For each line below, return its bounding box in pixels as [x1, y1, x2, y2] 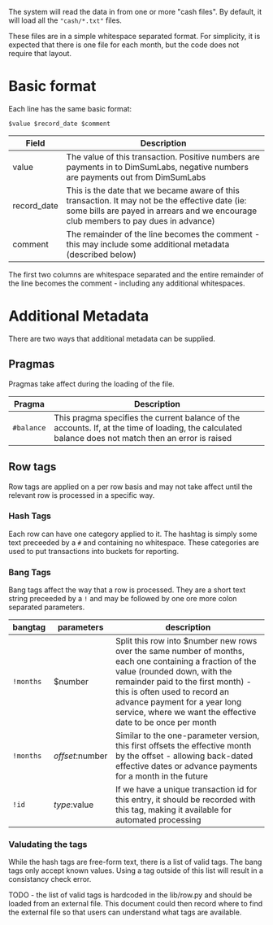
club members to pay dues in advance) [66, 215, 215, 226]
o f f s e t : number [53, 750, 108, 761]
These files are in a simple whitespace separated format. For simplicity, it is [8, 32, 261, 41]
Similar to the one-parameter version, [115, 730, 260, 741]
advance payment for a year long [115, 696, 242, 708]
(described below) [66, 248, 136, 260]
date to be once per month [115, 717, 217, 728]
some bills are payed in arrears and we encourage [66, 205, 258, 216]
